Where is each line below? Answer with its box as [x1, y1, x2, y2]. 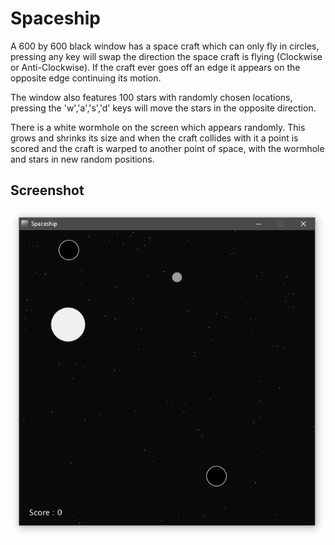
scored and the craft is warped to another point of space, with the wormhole [10, 142, 325, 154]
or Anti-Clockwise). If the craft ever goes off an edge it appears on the [10, 61, 301, 73]
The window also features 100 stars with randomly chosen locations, [10, 91, 293, 103]
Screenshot [10, 182, 85, 199]
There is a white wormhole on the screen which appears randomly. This [10, 121, 306, 133]
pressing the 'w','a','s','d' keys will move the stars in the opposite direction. [10, 102, 317, 114]
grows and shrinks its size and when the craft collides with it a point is [10, 132, 299, 144]
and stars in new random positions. [10, 153, 155, 165]
